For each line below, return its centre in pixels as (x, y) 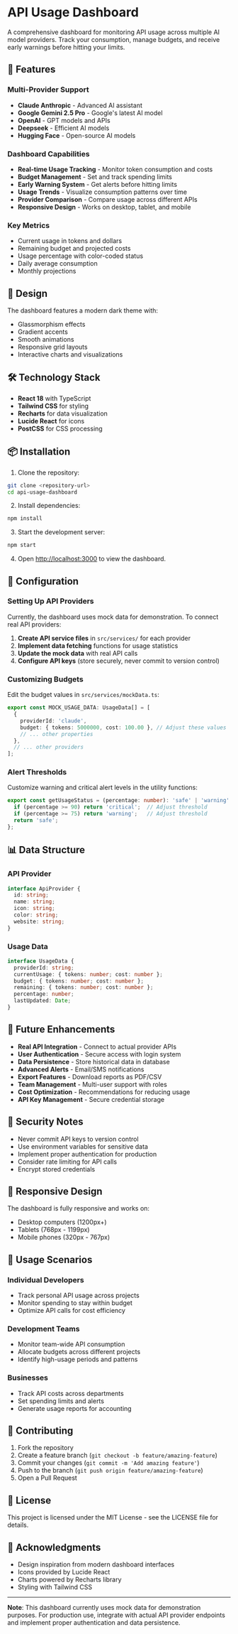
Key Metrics (29, 225)
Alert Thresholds (37, 772)
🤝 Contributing (40, 1431)
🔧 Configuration (43, 581)
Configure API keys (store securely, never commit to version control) (118, 661)
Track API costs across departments (70, 1393)
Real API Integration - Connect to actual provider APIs (97, 1046)
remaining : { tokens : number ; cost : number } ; (84, 988)
